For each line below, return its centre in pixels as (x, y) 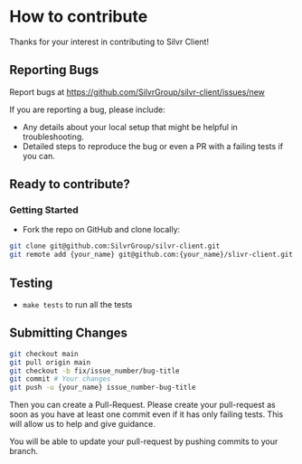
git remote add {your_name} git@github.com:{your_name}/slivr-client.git (151, 255)
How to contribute (79, 17)
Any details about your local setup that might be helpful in (130, 127)
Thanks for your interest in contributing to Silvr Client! (109, 42)
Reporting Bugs (54, 70)
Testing (31, 283)
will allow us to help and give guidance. (82, 424)
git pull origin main (50, 362)
